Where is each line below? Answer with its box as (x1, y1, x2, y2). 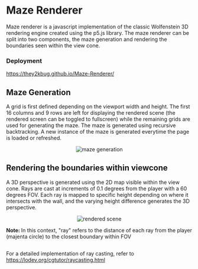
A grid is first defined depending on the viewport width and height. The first (6, 103, 190, 110)
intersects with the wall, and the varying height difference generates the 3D (6, 197, 190, 205)
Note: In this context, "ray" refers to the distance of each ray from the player (6, 226, 193, 234)
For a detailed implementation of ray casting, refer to (6, 250, 134, 257)
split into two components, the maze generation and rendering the (6, 35, 167, 43)
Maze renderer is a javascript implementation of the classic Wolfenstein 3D (6, 23, 189, 30)
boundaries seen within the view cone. (6, 42, 100, 49)
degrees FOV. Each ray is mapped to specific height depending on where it (6, 191, 189, 198)
